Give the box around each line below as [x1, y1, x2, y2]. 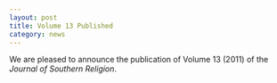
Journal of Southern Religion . [9, 63, 118, 74]
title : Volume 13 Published [9, 21, 114, 30]
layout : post [9, 12, 58, 22]
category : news [9, 29, 66, 38]
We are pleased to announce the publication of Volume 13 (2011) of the [9, 54, 269, 65]
